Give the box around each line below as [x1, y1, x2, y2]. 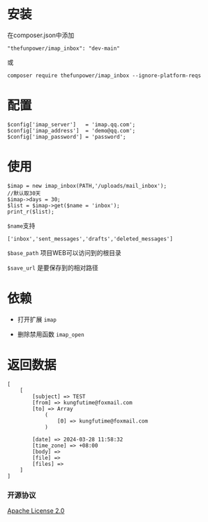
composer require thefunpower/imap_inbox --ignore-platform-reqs [7, 71, 201, 79]
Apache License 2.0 [7, 506, 65, 515]
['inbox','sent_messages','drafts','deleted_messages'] [7, 235, 173, 242]
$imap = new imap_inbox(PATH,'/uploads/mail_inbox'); [7, 182, 168, 189]
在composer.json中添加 [7, 31, 75, 39]
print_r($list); [7, 208, 54, 215]
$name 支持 [7, 221, 36, 230]
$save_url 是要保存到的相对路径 [7, 263, 99, 272]
